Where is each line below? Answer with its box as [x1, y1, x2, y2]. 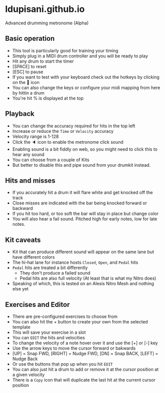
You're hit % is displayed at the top [12, 95, 84, 101]
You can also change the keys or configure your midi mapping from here [12, 85, 161, 91]
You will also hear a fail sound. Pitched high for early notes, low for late [12, 216, 158, 222]
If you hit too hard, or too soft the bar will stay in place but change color [12, 210, 159, 217]
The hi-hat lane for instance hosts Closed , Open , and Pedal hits [12, 260, 139, 266]
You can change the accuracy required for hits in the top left [12, 123, 135, 129]
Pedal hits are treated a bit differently [12, 265, 88, 271]
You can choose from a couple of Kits [12, 157, 90, 163]
